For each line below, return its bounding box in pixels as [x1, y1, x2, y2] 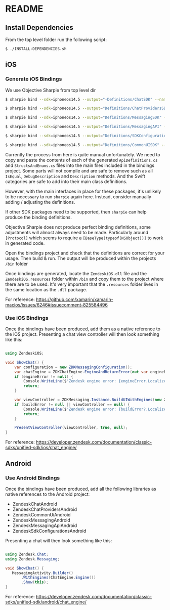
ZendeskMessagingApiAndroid [12, 522, 77, 529]
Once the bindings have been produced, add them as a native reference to [5, 326, 161, 332]
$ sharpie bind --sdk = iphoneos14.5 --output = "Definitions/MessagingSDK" [5, 115, 162, 120]
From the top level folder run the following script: [5, 36, 107, 42]
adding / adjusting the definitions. [5, 199, 75, 205]
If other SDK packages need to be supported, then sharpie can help [5, 208, 147, 215]
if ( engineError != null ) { [14, 374, 73, 379]
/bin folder [5, 260, 28, 267]
